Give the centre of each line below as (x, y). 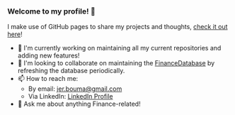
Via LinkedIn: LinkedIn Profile (70, 97)
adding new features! (48, 55)
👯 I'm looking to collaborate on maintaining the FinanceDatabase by (116, 63)
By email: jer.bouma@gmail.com (75, 89)
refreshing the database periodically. (71, 71)
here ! (15, 34)
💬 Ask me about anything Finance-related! (79, 104)
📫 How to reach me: (48, 79)
